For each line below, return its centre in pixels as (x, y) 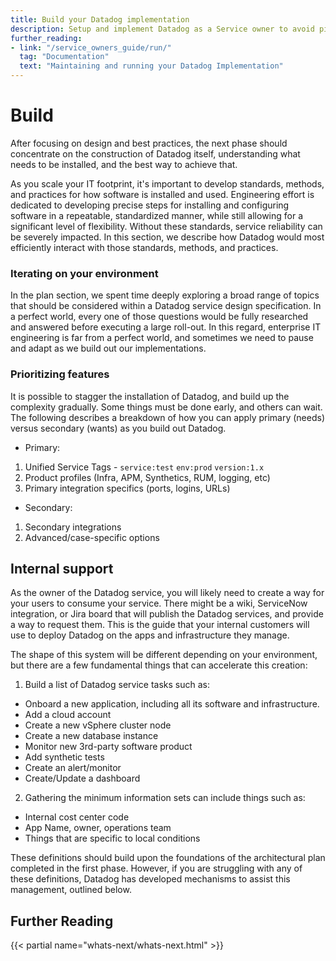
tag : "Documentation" (64, 57)
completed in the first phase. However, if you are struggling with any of (156, 868)
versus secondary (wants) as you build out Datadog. (118, 428)
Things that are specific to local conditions (112, 838)
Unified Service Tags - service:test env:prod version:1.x (144, 467)
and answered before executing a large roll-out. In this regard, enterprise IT (166, 327)
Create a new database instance (91, 736)
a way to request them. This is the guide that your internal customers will (160, 625)
